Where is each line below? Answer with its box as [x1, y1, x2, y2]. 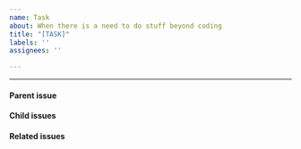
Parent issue [9, 90, 57, 101]
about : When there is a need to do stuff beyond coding [9, 21, 222, 30]
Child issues [9, 111, 56, 121]
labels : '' [9, 37, 50, 47]
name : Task [9, 12, 50, 22]
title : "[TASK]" [9, 29, 70, 38]
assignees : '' [9, 46, 63, 55]
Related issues [9, 130, 65, 141]
